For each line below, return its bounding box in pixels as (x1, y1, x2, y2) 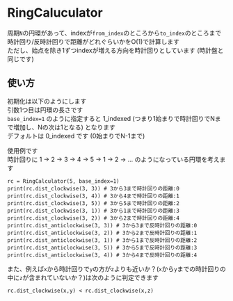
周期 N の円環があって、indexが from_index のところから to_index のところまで (7, 29, 222, 37)
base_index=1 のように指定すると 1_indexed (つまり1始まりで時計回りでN (7, 114, 216, 122)
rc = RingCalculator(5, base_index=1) (7, 177, 120, 185)
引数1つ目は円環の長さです (7, 106, 83, 114)
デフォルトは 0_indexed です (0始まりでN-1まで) (7, 131, 145, 140)
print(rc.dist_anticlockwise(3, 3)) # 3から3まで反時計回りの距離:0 (7, 222, 198, 229)
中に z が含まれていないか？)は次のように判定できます (7, 273, 159, 282)
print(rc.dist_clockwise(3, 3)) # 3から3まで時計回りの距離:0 (7, 185, 179, 192)
